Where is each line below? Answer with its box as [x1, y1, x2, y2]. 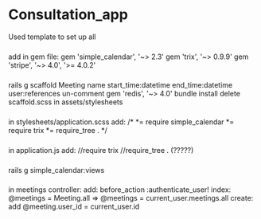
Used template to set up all [8, 32, 96, 41]
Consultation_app [8, 6, 129, 24]
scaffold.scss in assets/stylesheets [8, 97, 123, 107]
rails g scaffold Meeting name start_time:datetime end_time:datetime [8, 80, 233, 89]
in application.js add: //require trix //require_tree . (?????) [8, 145, 194, 154]
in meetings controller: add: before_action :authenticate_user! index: [8, 185, 232, 194]
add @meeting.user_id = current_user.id [8, 201, 140, 212]
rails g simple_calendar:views [8, 165, 105, 174]
